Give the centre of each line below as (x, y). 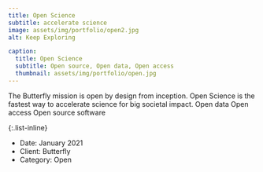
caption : (22, 52)
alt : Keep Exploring (42, 37)
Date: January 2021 (51, 143)
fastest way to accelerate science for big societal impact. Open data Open (129, 104)
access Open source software (57, 112)
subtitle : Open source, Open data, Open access (95, 66)
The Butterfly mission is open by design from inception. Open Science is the (131, 96)
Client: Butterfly (45, 151)
